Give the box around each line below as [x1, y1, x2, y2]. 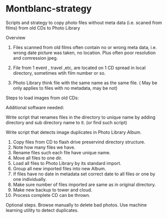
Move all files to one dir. [13, 155, 63, 161]
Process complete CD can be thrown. [13, 192, 91, 198]
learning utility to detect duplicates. [6, 207, 79, 213]
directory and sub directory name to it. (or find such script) [6, 119, 127, 125]
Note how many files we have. [13, 144, 76, 150]
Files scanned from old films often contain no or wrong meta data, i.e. [13, 44, 157, 50]
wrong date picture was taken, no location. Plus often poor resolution [13, 50, 156, 56]
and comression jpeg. [13, 55, 58, 61]
